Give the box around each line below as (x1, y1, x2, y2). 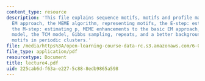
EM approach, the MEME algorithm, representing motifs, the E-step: (12, 20, 190, 26)
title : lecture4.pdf (6, 60, 59, 66)
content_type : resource (6, 9, 67, 15)
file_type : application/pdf (6, 49, 78, 55)
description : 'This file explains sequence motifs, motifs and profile (6, 15, 192, 21)
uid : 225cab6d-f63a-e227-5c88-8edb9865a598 (6, 65, 119, 72)
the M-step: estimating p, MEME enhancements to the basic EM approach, (12, 26, 201, 32)
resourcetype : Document (6, 54, 67, 60)
